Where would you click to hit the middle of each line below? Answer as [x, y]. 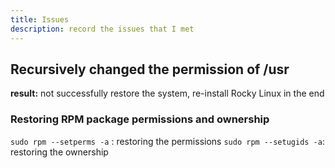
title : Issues [40, 19]
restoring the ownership [59, 152]
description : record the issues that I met [102, 29]
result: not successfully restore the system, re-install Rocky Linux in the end [167, 93]
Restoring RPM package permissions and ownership [140, 119]
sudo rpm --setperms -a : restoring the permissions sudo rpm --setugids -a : [167, 141]
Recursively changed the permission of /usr [150, 69]
